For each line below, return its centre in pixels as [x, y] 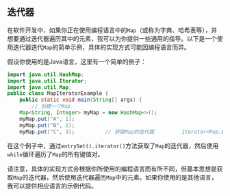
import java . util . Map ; [39, 87]
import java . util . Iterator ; [47, 81]
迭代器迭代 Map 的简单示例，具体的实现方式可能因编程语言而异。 [101, 47]
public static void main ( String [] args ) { [81, 100]
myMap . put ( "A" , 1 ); [47, 119]
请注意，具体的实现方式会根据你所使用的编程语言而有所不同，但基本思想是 [112, 169]
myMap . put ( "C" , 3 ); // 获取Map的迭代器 [87, 132]
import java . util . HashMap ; [46, 74]
